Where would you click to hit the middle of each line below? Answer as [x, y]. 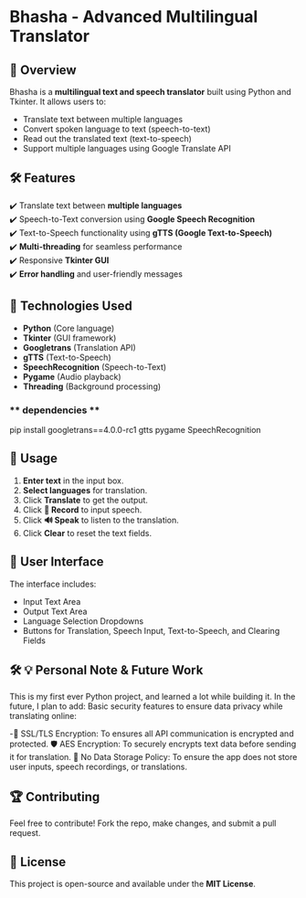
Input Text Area [52, 601]
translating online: [43, 716]
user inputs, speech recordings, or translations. [98, 767]
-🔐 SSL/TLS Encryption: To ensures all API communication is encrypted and [152, 734]
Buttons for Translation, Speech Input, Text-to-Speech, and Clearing [151, 630]
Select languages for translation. [85, 490]
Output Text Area [55, 611]
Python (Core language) [69, 328]
